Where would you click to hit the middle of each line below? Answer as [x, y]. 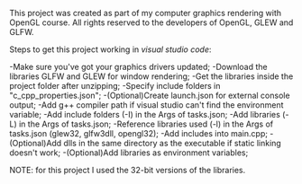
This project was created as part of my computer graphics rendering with [146, 13]
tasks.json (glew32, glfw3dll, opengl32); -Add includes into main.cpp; [139, 133]
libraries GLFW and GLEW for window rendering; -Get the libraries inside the [151, 76]
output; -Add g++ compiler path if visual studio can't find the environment [146, 105]
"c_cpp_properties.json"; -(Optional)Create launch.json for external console [150, 95]
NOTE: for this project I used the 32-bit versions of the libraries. [128, 170]
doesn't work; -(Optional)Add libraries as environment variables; [129, 153]
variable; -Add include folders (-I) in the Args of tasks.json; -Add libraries [145, 114]
